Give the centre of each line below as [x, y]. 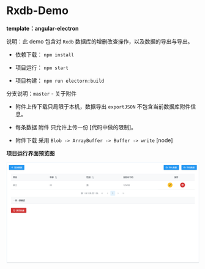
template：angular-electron [43, 28]
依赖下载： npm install [45, 54]
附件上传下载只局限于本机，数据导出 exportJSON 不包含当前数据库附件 [103, 106]
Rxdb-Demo [38, 11]
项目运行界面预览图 [31, 153]
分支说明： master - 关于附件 [42, 93]
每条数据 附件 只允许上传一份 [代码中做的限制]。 [76, 127]
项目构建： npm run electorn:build [60, 80]
